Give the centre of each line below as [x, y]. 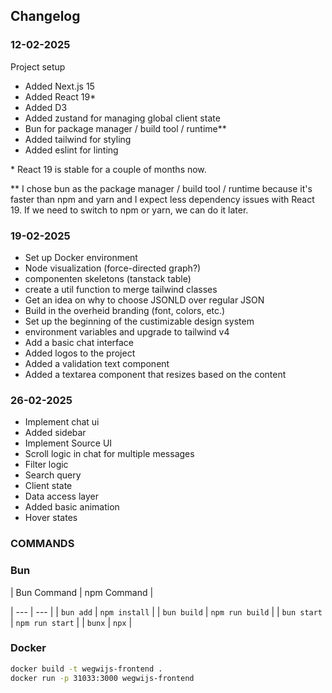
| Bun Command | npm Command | [82, 592]
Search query [53, 475]
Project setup [38, 66]
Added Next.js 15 [59, 86]
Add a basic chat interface [79, 342]
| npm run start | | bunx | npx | [71, 622]
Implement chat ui [62, 422]
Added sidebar [55, 433]
